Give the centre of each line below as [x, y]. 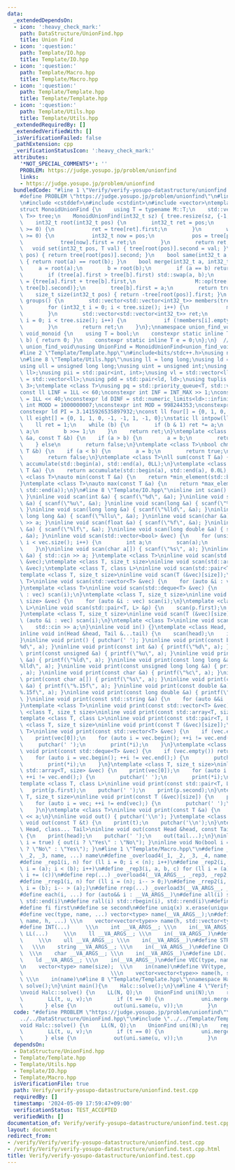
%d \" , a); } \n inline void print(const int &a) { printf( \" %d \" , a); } [125, 646]
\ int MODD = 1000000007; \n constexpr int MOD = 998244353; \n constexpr [125, 405]
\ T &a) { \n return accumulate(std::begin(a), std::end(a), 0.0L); [125, 471]
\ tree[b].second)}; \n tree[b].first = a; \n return [119, 288]
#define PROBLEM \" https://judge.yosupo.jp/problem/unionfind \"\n [119, 197]
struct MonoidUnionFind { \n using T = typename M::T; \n [108, 210]
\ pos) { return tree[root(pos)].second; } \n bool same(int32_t [120, 255]
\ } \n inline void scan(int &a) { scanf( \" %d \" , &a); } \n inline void [122, 497]
